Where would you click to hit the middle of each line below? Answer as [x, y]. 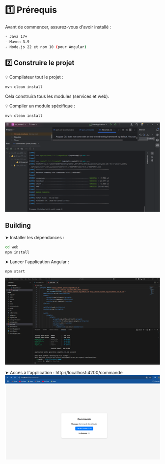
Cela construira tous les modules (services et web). [57, 96]
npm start [15, 271]
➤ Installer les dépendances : [35, 237]
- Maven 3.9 [17, 42]
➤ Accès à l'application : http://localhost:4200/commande [64, 372]
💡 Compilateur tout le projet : [34, 77]
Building [18, 226]
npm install [17, 252]
